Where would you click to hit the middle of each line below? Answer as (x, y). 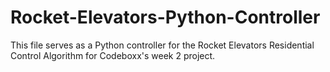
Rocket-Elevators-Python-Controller (165, 17)
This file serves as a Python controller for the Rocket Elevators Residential (162, 45)
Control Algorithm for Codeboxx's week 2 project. (113, 55)
